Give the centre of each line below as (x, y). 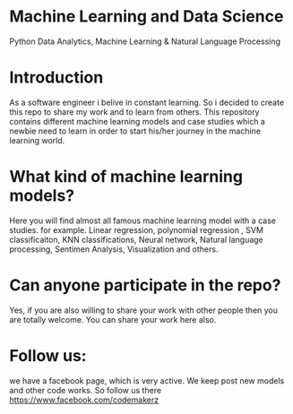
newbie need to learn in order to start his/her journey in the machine (135, 131)
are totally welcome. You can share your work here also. (113, 319)
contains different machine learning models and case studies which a (138, 121)
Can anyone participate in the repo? (145, 285)
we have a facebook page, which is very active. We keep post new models (147, 380)
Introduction (56, 78)
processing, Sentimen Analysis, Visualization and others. (114, 249)
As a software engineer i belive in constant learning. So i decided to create (147, 102)
